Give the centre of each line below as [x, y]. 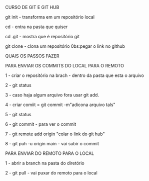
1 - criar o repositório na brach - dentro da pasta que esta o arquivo [74, 75]
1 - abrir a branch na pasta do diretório [45, 163]
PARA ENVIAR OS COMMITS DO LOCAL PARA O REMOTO [64, 66]
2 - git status [18, 85]
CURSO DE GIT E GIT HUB [32, 7]
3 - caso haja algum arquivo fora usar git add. [52, 95]
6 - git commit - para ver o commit [41, 124]
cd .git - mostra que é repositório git [42, 36]
